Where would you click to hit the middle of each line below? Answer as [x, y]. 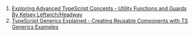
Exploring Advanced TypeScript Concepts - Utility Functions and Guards [99, 8]
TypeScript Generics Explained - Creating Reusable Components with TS [100, 21]
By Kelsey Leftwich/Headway [47, 15]
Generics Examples [35, 27]
